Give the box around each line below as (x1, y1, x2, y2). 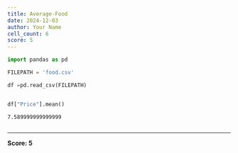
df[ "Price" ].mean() (7, 101, 65, 108)
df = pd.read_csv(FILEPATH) (7, 81, 87, 89)
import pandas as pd (7, 56, 69, 64)
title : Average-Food (7, 10, 69, 18)
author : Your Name (7, 23, 62, 30)
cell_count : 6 (7, 30, 50, 38)
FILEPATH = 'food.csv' (7, 69, 74, 76)
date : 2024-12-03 (7, 17, 59, 24)
